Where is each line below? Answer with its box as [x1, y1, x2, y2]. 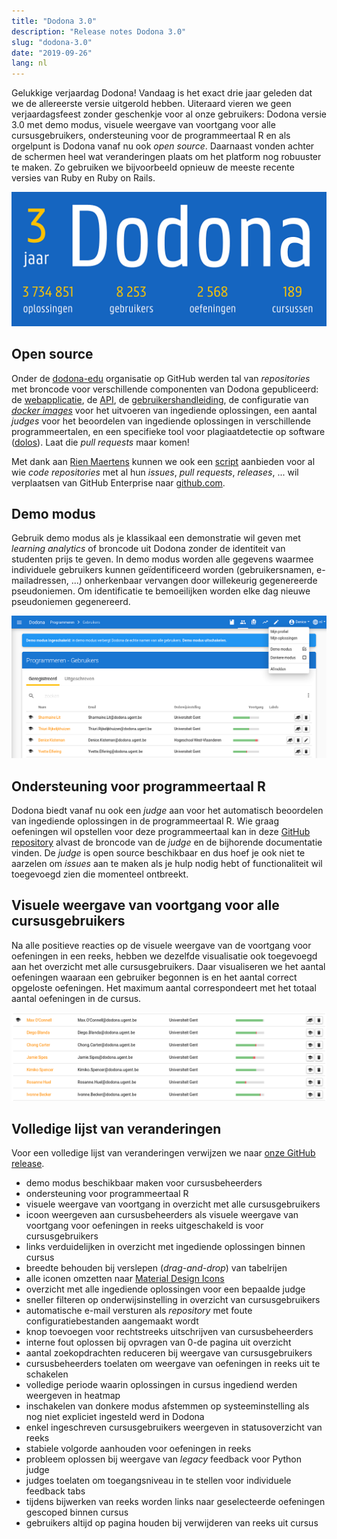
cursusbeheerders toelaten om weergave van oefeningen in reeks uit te [25, 1358, 321, 1370]
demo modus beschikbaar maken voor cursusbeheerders [25, 1177, 263, 1189]
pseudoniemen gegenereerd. [11, 596, 131, 608]
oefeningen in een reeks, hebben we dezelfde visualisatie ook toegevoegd [11, 950, 318, 962]
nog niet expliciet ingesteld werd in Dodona [25, 1411, 205, 1423]
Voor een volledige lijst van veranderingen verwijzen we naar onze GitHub [11, 1147, 316, 1159]
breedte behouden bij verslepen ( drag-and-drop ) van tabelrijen [25, 1262, 288, 1274]
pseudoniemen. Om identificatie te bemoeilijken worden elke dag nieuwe [11, 585, 311, 597]
